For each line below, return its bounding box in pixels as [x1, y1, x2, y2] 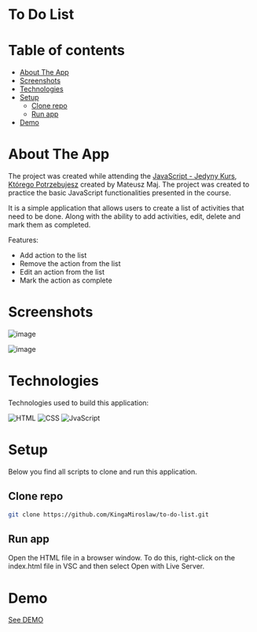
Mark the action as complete [19, 275, 112, 285]
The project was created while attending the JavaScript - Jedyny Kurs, [8, 172, 237, 181]
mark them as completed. [8, 220, 91, 230]
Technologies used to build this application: [8, 397, 149, 407]
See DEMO [8, 615, 44, 625]
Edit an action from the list [19, 268, 105, 277]
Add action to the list [19, 250, 87, 261]
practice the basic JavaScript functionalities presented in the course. [8, 188, 232, 198]
